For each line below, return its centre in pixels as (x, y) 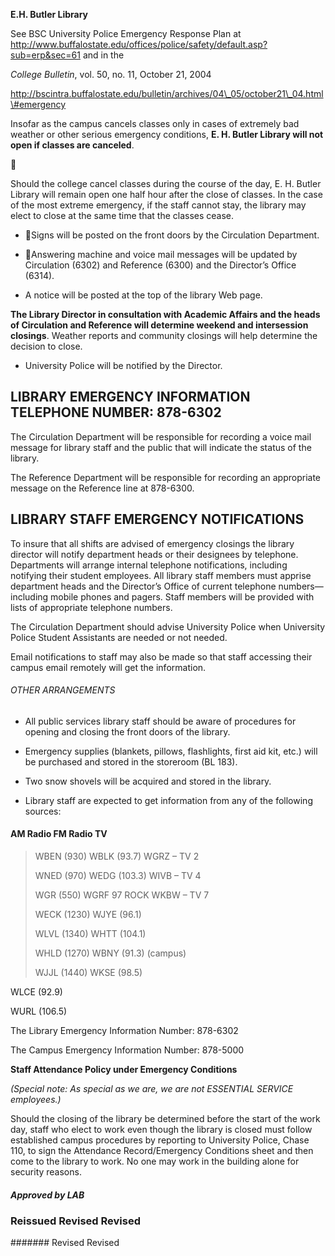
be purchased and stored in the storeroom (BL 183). (131, 761)
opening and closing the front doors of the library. (127, 731)
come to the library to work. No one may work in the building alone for (155, 1161)
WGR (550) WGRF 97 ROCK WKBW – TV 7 (122, 895)
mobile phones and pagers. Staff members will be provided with (182, 596)
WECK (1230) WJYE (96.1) (88, 915)
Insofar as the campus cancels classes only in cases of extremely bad (155, 123)
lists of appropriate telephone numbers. (91, 607)
